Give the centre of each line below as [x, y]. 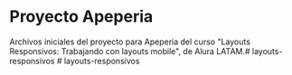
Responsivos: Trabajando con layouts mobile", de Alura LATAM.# [130, 51]
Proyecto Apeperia [81, 17]
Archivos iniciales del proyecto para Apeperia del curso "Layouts [130, 42]
